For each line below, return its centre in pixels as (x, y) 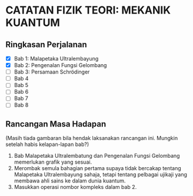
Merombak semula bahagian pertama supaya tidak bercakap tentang (98, 168)
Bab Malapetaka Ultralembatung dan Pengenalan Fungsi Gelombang (97, 156)
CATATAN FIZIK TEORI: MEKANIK (88, 10)
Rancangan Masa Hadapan (56, 124)
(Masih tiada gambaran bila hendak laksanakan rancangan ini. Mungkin (91, 138)
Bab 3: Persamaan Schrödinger (52, 72)
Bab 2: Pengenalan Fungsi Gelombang (60, 65)
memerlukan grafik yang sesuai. (53, 162)
